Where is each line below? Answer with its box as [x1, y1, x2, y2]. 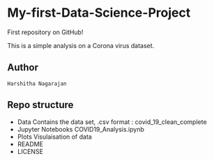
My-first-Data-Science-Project [7, 5, 191, 21]
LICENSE [17, 147, 44, 155]
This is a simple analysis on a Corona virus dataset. [7, 41, 155, 49]
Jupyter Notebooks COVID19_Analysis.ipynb [17, 125, 145, 133]
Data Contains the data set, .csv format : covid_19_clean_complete [17, 117, 207, 126]
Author [7, 61, 38, 74]
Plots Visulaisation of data [17, 132, 92, 141]
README [17, 139, 44, 148]
